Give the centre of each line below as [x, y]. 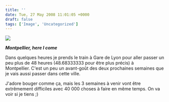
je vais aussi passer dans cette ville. [43, 74]
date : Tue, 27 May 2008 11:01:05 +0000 [47, 15]
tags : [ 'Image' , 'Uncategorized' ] [42, 24]
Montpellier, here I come [31, 48]
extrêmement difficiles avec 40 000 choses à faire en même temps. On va [83, 89]
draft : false [19, 19]
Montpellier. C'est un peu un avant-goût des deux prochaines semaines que [84, 68]
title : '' [16, 10]
